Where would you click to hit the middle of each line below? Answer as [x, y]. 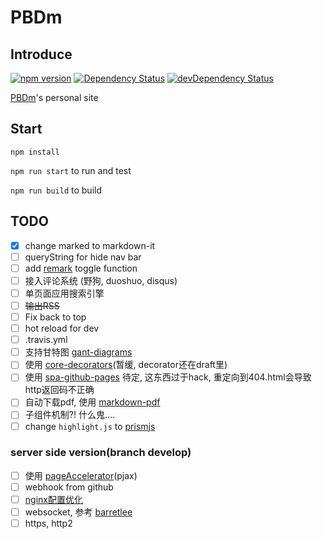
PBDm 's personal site [54, 97]
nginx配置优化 [53, 499]
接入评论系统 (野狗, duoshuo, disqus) [101, 280]
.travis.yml [46, 340]
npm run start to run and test [71, 170]
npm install [35, 152]
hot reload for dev [62, 328]
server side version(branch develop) [101, 453]
